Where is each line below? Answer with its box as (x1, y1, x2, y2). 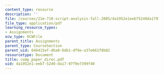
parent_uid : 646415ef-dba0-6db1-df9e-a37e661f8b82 (5, 48, 110, 53)
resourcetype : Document (5, 52, 54, 57)
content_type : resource (5, 7, 54, 12)
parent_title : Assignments (5, 39, 60, 44)
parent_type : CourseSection (5, 43, 62, 48)
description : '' (5, 12, 38, 17)
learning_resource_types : (5, 25, 58, 30)
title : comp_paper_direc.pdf (5, 57, 64, 62)
